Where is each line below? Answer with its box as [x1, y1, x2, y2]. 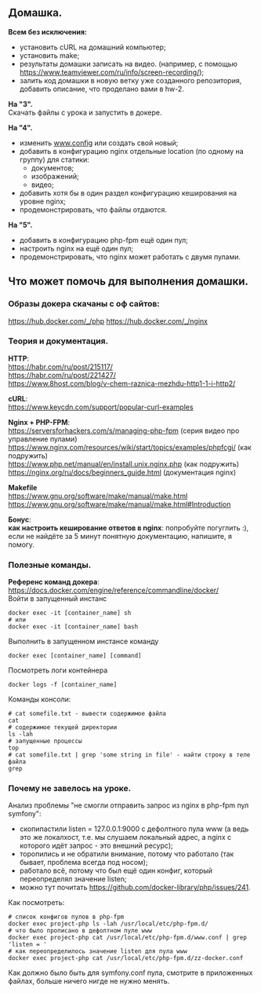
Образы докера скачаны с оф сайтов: [8, 299, 161, 310]
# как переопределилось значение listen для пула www [8, 947, 188, 955]
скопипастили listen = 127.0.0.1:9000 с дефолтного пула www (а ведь [19, 824, 249, 834]
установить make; [19, 50, 80, 60]
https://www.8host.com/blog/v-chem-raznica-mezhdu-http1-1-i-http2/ [8, 379, 236, 388]
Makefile [8, 482, 38, 492]
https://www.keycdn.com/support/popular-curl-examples [8, 402, 194, 412]
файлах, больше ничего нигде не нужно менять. [8, 977, 170, 986]
